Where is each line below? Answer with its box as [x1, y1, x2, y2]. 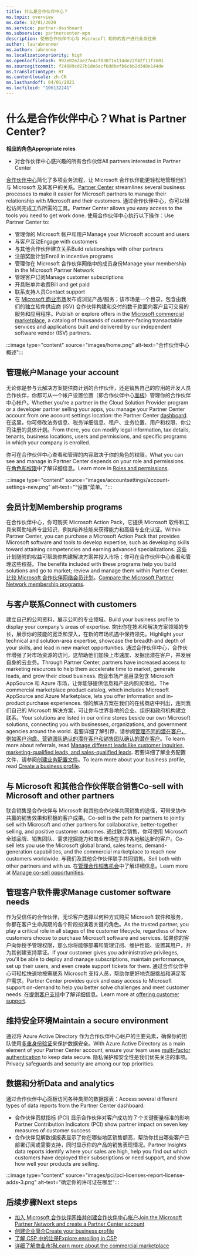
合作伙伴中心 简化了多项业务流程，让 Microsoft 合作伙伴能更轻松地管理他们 [6, 176, 186, 183]
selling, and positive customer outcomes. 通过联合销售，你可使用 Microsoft [6, 828, 188, 835]
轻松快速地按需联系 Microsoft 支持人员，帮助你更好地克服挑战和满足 [16, 970, 181, 977]
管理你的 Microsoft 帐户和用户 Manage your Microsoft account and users [14, 230, 189, 238]
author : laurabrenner [6, 42, 59, 48]
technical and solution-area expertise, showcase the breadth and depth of [6, 637, 186, 645]
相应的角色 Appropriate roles [6, 145, 76, 152]
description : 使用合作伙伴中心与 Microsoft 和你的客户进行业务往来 [6, 36, 157, 42]
